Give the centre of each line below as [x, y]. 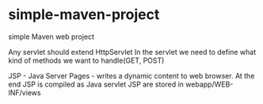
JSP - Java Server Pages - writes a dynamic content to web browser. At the [131, 75]
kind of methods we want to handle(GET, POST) [86, 60]
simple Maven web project [51, 37]
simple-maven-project [84, 15]
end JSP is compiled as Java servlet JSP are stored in [96, 84]
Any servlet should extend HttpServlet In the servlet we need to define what [132, 52]
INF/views [25, 92]
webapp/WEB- [210, 84]
